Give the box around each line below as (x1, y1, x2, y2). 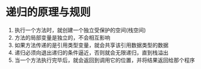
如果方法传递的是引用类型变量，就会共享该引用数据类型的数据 (14, 41, 169, 49)
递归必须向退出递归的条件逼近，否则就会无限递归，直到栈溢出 (14, 49, 169, 56)
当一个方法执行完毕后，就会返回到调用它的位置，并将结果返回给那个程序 (14, 56, 195, 64)
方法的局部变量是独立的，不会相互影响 (14, 34, 110, 41)
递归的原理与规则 (5, 5, 91, 19)
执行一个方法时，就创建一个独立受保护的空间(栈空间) (14, 26, 147, 34)
